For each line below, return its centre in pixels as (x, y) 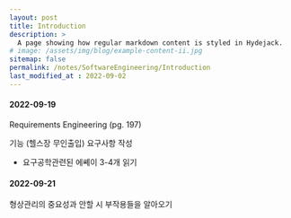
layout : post (34, 17)
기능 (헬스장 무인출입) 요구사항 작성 (71, 143)
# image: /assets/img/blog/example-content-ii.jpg (106, 51)
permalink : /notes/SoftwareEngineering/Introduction (110, 68)
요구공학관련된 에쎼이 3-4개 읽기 (79, 161)
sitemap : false (38, 59)
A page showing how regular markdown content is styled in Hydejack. (150, 43)
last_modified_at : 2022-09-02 (68, 76)
